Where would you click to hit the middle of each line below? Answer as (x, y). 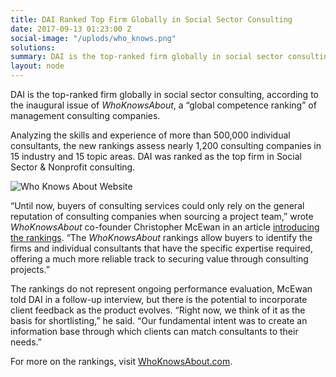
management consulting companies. (85, 115)
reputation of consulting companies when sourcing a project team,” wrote (162, 216)
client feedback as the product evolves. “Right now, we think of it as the (158, 310)
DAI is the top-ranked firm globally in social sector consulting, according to (164, 94)
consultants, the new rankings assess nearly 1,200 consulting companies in (166, 145)
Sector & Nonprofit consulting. (73, 167)
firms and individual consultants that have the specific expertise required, (161, 248)
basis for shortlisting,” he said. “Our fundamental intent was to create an (159, 320)
